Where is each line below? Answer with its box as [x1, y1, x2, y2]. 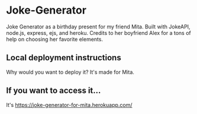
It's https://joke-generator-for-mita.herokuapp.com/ [6, 101, 133, 108]
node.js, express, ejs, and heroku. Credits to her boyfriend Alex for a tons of [6, 29, 191, 36]
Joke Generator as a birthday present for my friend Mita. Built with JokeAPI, [6, 23, 190, 30]
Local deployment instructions [6, 53, 121, 63]
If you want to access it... [6, 86, 101, 96]
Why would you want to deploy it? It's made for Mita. [6, 69, 135, 76]
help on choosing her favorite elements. [6, 35, 104, 43]
